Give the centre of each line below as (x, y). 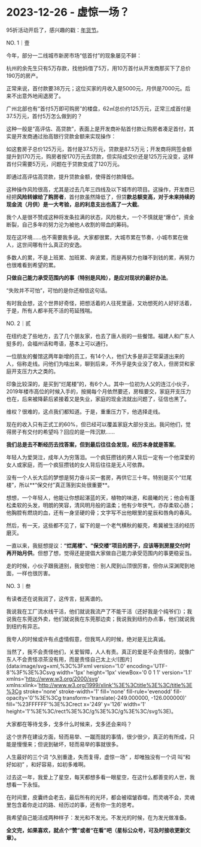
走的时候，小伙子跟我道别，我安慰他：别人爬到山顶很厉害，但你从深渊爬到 (98, 566)
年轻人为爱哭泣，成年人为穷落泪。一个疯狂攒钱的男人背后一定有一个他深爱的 (100, 457)
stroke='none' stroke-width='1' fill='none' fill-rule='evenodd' (98, 691)
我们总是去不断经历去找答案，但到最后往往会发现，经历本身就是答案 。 (93, 444)
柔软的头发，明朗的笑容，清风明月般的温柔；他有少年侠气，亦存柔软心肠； (103, 505)
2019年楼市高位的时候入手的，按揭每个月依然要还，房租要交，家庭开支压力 (99, 391)
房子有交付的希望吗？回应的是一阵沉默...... (63, 432)
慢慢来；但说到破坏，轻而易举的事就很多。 (69, 744)
